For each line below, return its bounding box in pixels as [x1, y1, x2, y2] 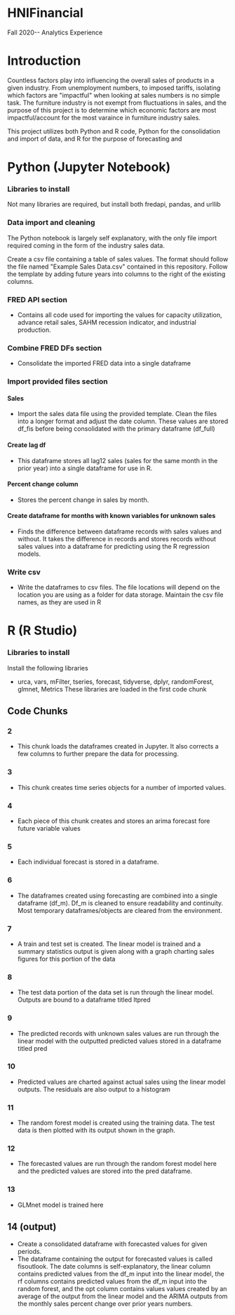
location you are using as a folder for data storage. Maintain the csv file [17, 590, 224, 599]
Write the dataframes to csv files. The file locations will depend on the [17, 583, 220, 592]
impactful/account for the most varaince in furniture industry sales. [7, 113, 201, 122]
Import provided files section [7, 377, 108, 387]
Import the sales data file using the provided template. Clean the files [17, 410, 217, 418]
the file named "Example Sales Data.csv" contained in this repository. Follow [7, 262, 228, 271]
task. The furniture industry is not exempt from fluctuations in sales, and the [7, 98, 227, 107]
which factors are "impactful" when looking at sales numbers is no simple [7, 91, 220, 99]
